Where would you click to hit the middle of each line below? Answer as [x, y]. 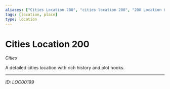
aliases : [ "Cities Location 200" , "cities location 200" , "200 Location [83, 10]
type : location [21, 19]
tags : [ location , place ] [31, 15]
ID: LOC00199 [20, 82]
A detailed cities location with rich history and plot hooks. [65, 68]
